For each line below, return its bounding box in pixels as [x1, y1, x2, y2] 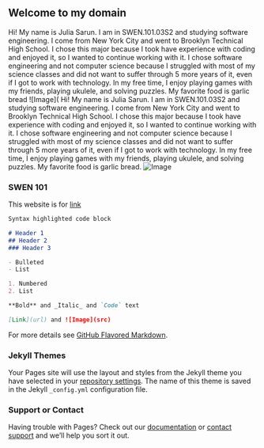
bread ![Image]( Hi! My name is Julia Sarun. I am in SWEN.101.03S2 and [8, 94, 240, 104]
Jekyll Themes [8, 350, 66, 361]
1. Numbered [8, 280, 47, 288]
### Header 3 [8, 244, 51, 252]
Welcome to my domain [8, 6, 126, 20]
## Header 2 [8, 237, 47, 245]
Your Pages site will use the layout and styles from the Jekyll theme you [8, 368, 243, 378]
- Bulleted [8, 258, 44, 266]
